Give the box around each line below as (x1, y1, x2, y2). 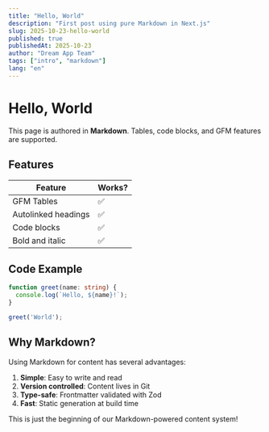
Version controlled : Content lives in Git (19, 381, 151, 391)
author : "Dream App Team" (8, 49, 95, 57)
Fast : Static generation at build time (19, 398, 139, 408)
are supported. (8, 134, 58, 144)
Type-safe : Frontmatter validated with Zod (19, 389, 163, 400)
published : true (8, 34, 63, 43)
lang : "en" (8, 65, 45, 73)
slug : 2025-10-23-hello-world (8, 27, 110, 35)
